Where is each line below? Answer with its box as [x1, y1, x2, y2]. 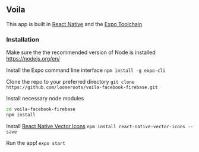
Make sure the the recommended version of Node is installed [6, 49, 156, 56]
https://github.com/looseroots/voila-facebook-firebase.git [6, 84, 159, 91]
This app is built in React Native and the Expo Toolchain [6, 20, 143, 27]
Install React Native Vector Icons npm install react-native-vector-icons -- [6, 122, 194, 129]
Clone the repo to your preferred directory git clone [6, 78, 135, 85]
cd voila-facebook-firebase [6, 106, 76, 112]
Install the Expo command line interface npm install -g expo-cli [6, 66, 166, 74]
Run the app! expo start [6, 139, 66, 146]
